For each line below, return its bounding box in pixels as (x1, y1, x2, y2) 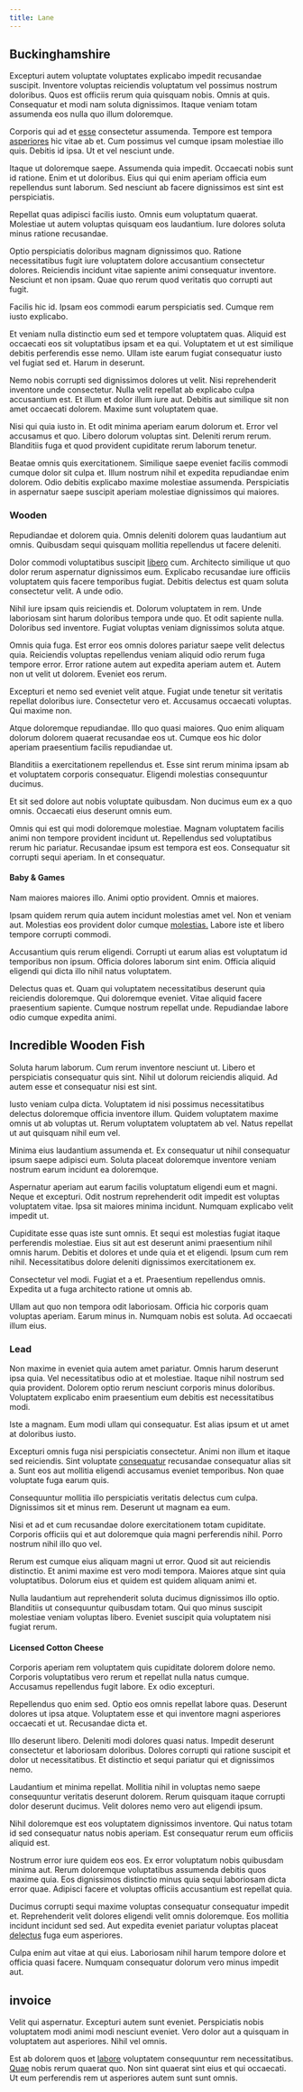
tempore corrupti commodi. (9, 928, 112, 939)
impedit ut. (9, 1210, 50, 1221)
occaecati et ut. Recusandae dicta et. (9, 1718, 148, 1728)
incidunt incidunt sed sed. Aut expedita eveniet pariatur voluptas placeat (9, 1921, 279, 1931)
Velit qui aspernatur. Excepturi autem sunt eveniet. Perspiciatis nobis (9, 2017, 264, 2028)
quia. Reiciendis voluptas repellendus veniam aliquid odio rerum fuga (9, 649, 266, 659)
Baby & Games (9, 872, 66, 883)
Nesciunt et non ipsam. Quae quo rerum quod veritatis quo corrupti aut (9, 274, 273, 285)
